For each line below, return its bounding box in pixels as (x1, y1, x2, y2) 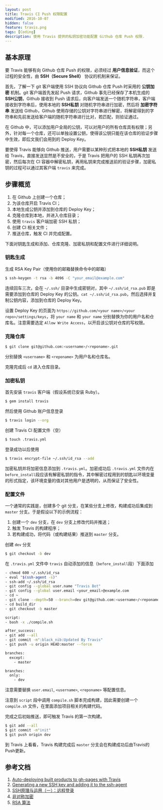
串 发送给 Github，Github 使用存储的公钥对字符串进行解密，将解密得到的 (5, 108, 150, 113)
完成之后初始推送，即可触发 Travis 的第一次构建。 (5, 713, 105, 719)
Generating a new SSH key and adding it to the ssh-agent (12, 781, 127, 787)
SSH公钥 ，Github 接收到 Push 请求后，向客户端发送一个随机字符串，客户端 (5, 96, 156, 101)
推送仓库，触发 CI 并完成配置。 (12, 230, 74, 236)
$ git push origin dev (5, 732, 51, 737)
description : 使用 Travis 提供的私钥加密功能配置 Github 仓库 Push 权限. (5, 34, 145, 39)
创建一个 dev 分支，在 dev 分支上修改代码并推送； (12, 519, 111, 525)
